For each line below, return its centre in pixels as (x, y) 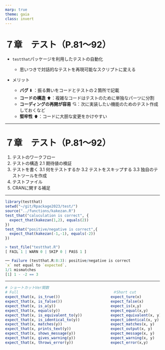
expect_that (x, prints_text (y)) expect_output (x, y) (79, 329)
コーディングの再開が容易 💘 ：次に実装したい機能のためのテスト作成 (89, 104)
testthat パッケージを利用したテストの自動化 (57, 59)
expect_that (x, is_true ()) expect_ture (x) (73, 297)
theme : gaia (17, 14)
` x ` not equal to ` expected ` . (36, 265)
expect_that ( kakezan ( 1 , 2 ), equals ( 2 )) (49, 220)
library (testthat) (24, 202)
